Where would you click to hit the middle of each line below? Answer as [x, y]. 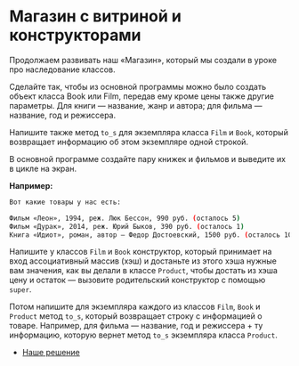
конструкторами [75, 35]
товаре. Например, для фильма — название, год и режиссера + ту [136, 326]
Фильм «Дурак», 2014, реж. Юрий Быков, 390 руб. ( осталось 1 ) [127, 226]
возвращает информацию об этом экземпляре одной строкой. [129, 142]
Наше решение [51, 353]
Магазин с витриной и [96, 16]
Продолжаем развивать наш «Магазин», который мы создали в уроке [143, 60]
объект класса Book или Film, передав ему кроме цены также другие [141, 96]
